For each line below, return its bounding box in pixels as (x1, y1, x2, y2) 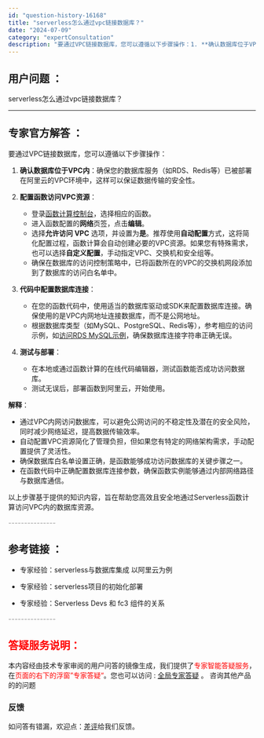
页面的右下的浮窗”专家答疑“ (15, 670, 104, 680)
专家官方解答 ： (8, 126, 83, 140)
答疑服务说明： (8, 638, 81, 652)
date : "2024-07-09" (8, 26, 72, 34)
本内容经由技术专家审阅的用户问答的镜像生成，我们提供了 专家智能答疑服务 (8, 661, 249, 670)
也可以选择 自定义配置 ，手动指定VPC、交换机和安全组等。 (31, 248, 218, 258)
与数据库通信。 (19, 476, 68, 485)
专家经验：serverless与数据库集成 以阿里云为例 (19, 564, 173, 574)
